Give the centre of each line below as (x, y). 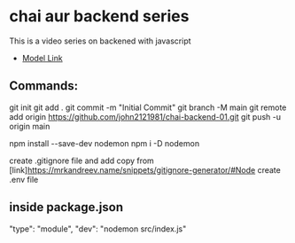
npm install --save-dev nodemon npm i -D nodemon (105, 143)
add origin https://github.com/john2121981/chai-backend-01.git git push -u (145, 116)
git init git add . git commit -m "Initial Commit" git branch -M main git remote (148, 107)
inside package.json (66, 207)
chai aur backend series (99, 16)
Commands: (44, 86)
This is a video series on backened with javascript (101, 41)
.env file (24, 179)
